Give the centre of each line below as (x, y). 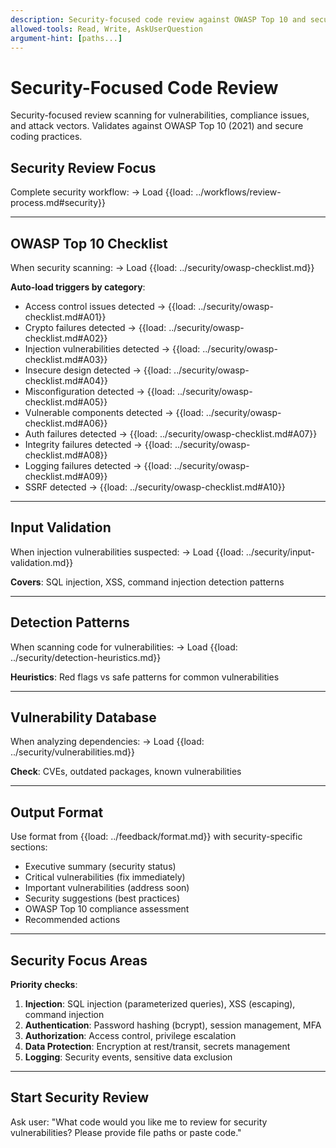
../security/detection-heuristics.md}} (86, 657)
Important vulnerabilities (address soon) (107, 888)
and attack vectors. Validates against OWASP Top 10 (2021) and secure (157, 126)
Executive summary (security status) (100, 867)
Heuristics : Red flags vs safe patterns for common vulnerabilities (145, 677)
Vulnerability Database (83, 717)
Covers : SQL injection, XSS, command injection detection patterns (147, 582)
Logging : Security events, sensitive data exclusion (128, 1057)
